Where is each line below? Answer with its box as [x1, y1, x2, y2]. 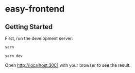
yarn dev [5, 53, 23, 58]
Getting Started [5, 23, 53, 31]
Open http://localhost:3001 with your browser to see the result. [5, 62, 131, 68]
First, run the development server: [5, 35, 73, 41]
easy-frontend [5, 3, 65, 15]
